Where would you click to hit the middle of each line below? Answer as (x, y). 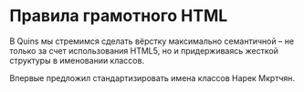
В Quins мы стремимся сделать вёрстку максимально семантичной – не (152, 41)
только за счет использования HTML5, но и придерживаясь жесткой (144, 50)
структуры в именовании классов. (77, 60)
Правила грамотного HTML (119, 16)
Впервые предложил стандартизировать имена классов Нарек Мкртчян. (152, 77)
